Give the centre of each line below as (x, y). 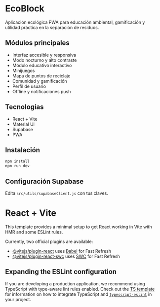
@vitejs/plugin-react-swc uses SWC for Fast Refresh (66, 256)
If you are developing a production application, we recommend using (75, 283)
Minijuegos (23, 70)
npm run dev (17, 166)
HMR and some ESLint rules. (34, 232)
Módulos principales (38, 43)
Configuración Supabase (44, 181)
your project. (18, 299)
